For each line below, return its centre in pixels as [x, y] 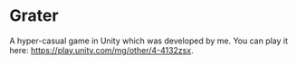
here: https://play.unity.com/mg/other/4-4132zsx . [101, 50]
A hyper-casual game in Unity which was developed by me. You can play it [148, 41]
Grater [34, 16]
